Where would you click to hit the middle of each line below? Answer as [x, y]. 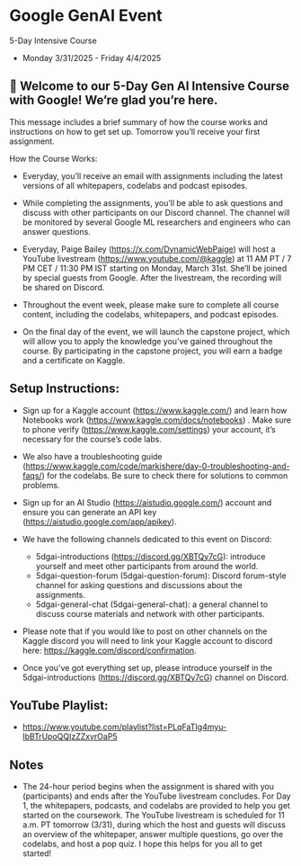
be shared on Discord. [63, 287]
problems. [41, 485]
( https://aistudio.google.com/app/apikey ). [99, 522]
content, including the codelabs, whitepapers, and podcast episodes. [150, 314]
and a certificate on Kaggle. [74, 360]
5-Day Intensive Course [53, 40]
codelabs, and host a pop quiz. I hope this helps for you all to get [142, 844]
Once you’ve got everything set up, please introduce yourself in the [147, 667]
